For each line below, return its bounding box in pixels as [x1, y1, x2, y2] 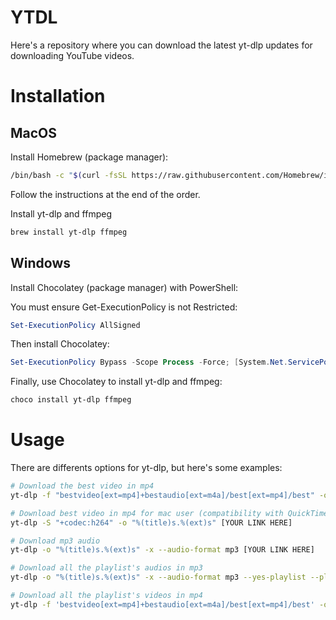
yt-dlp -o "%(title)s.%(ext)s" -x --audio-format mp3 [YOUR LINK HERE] [10, 545, 315, 555]
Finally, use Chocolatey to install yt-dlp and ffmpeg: [10, 376, 223, 388]
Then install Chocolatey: [10, 338, 110, 350]
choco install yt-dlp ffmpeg [10, 395, 132, 405]
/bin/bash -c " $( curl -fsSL [10, 170, 128, 180]
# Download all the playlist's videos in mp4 [10, 591, 203, 601]
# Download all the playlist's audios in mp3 [10, 563, 203, 573]
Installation [10, 85, 106, 108]
